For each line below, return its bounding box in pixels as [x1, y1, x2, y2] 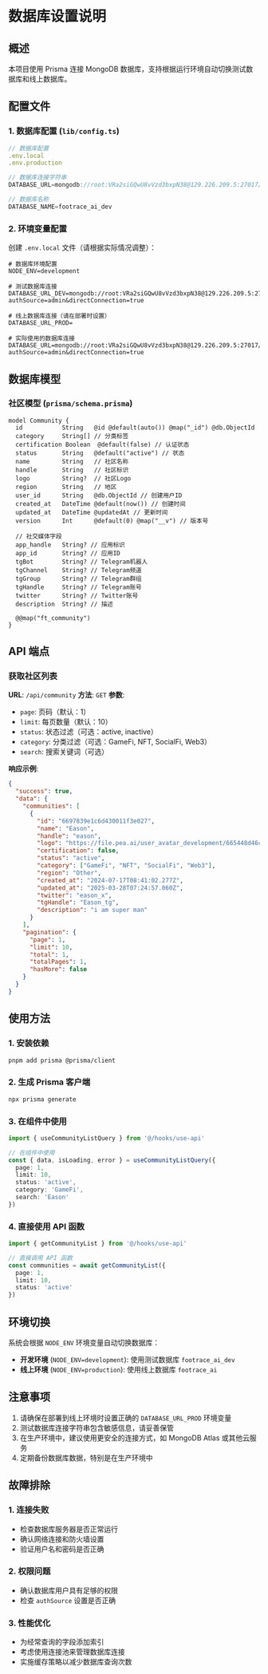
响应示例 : [8, 764, 39, 774]
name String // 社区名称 [15, 457, 129, 465]
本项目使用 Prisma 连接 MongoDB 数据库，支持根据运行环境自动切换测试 [8, 65, 246, 73]
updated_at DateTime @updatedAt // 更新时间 [15, 508, 168, 516]
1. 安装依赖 [8, 1038, 49, 1049]
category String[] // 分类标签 [15, 432, 129, 440]
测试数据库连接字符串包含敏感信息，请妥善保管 [19, 1423, 174, 1432]
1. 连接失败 [8, 1505, 49, 1516]
